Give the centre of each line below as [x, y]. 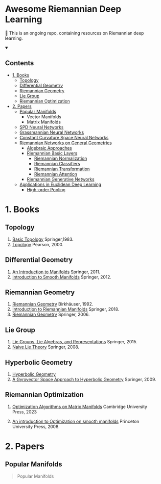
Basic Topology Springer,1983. [43, 239]
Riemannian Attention [56, 174]
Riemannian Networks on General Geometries [66, 143]
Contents [20, 63]
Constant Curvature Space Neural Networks [64, 137]
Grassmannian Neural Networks [52, 132]
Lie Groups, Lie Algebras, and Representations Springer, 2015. [75, 342]
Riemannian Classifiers [57, 163]
